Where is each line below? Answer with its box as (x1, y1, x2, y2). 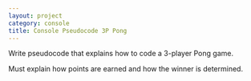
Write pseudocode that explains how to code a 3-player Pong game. (8, 49, 234, 59)
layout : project (8, 11, 63, 20)
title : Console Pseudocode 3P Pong (8, 26, 128, 34)
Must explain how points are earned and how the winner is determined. (8, 64, 243, 74)
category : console (8, 19, 70, 27)
